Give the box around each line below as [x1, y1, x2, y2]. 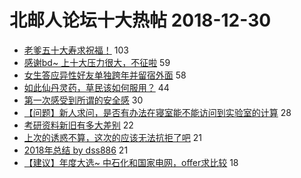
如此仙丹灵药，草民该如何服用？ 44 [23, 81, 170, 93]
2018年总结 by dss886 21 [23, 144, 129, 156]
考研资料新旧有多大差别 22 [23, 119, 134, 131]
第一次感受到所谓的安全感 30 [23, 94, 144, 106]
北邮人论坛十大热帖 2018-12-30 [9, 9, 272, 32]
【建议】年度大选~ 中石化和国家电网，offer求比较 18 [23, 156, 239, 168]
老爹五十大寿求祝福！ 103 [23, 44, 129, 56]
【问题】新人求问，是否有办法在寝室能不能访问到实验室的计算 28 [23, 106, 292, 118]
